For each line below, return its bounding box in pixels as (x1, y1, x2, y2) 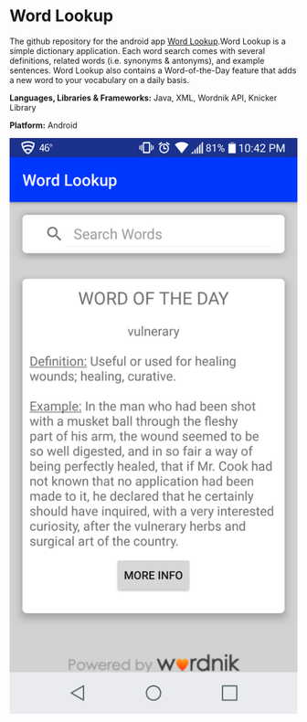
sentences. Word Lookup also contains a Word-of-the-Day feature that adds (9, 65, 297, 76)
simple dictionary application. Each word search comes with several (9, 45, 266, 56)
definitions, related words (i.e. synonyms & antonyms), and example (9, 55, 265, 66)
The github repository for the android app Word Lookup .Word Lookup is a (9, 36, 286, 47)
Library (9, 101, 37, 112)
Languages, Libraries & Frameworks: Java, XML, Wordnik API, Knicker (9, 92, 278, 103)
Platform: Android (9, 120, 78, 131)
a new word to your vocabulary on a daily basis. (9, 74, 190, 85)
